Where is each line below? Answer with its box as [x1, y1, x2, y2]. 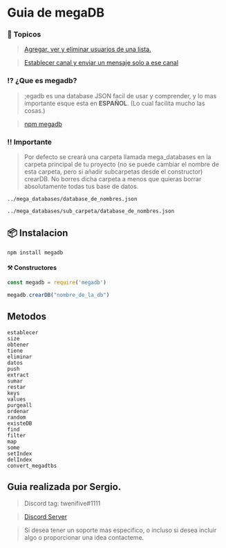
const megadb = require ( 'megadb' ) [7, 279, 107, 286]
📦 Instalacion [7, 227, 68, 239]
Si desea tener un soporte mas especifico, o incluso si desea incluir [23, 526, 217, 534]
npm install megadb [7, 249, 64, 256]
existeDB [7, 420, 32, 427]
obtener [7, 341, 30, 348]
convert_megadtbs [7, 462, 57, 469]
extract [7, 372, 30, 378]
